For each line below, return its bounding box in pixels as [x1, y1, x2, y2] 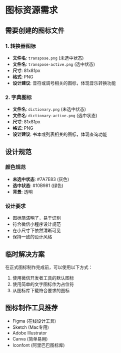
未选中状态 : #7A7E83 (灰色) [12, 176, 69, 182]
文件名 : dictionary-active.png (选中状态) [12, 113, 97, 119]
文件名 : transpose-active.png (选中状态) [12, 61, 95, 67]
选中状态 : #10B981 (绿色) [12, 182, 63, 189]
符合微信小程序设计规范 [12, 221, 61, 227]
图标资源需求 [5, 5, 58, 16]
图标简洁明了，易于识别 [12, 215, 61, 221]
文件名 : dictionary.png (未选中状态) [12, 106, 86, 112]
